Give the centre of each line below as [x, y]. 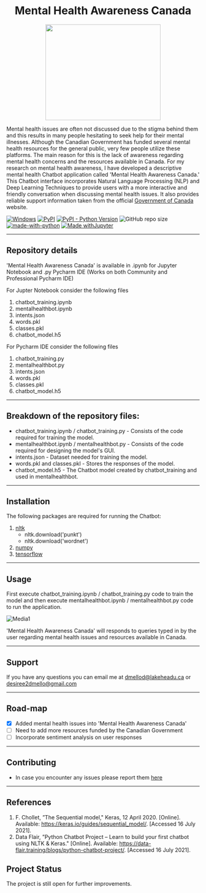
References [29, 803]
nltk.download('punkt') [53, 535]
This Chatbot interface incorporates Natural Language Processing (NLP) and [103, 181]
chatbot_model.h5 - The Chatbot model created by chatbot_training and [106, 470]
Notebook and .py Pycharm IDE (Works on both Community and [87, 272]
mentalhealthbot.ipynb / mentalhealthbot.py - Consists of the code [99, 444]
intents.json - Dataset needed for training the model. [82, 457]
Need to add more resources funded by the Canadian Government [99, 730]
